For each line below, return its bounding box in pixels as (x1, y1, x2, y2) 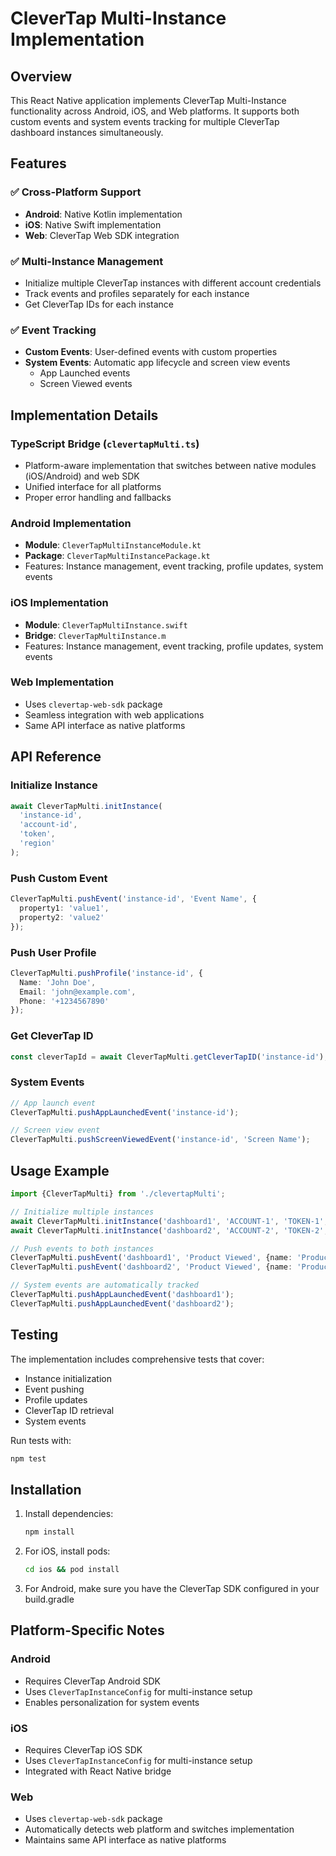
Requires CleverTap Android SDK (24, 1675, 161, 1687)
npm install (24, 1527, 75, 1537)
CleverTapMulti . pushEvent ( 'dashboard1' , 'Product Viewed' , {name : (10, 1253, 293, 1263)
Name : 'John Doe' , (19, 977, 97, 987)
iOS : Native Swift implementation (24, 218, 162, 231)
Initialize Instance (10, 778, 98, 792)
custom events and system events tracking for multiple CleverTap (10, 116, 280, 127)
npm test (10, 1453, 47, 1464)
